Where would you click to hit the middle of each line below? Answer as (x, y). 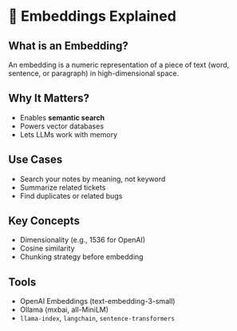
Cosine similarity (47, 248)
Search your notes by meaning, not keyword (93, 179)
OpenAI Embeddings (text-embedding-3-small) (97, 301)
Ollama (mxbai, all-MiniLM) (64, 309)
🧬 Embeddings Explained (93, 16)
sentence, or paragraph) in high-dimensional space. (94, 73)
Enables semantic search (62, 117)
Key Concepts (44, 221)
